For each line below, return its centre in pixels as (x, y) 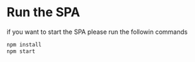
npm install (24, 44)
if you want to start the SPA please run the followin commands (97, 32)
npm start (21, 51)
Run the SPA (43, 12)
